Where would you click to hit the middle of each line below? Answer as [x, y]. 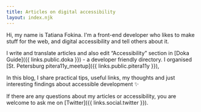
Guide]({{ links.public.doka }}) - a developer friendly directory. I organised [99, 59]
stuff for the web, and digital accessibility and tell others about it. [88, 41]
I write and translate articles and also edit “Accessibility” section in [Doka [98, 53]
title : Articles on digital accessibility [61, 12]
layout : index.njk [30, 18]
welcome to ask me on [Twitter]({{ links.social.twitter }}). [77, 102]
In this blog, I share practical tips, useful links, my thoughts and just [91, 77]
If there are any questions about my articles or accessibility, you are [91, 96]
